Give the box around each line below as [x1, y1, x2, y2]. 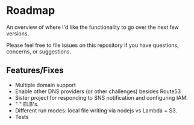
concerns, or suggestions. [6, 47, 71, 55]
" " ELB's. [14, 100, 39, 108]
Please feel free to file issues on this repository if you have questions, [6, 41, 179, 49]
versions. [6, 29, 29, 37]
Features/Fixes [6, 66, 64, 76]
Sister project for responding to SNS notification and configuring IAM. [14, 94, 188, 101]
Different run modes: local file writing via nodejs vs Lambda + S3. [14, 106, 178, 114]
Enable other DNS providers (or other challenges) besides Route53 [14, 88, 181, 95]
